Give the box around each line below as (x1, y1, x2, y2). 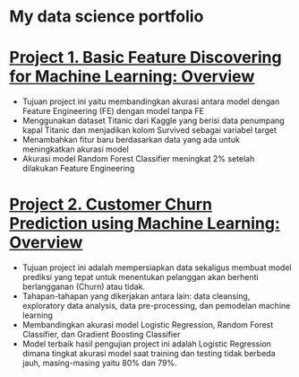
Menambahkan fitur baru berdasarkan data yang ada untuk (21, 135, 240, 145)
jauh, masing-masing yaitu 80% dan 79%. (21, 357, 177, 369)
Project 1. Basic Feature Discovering (9, 48, 282, 68)
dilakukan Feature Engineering (21, 163, 135, 174)
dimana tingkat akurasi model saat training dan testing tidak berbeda (21, 348, 276, 359)
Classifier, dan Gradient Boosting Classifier (21, 329, 181, 340)
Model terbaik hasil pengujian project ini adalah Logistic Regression (21, 338, 271, 349)
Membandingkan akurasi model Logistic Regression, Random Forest (21, 320, 274, 330)
